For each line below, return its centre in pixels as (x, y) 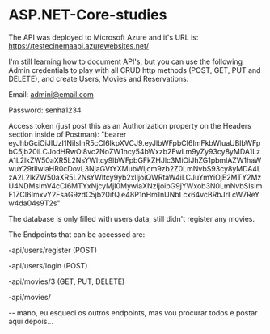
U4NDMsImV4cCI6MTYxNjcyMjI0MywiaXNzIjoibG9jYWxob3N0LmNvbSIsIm (135, 186)
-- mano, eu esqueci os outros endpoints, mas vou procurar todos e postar (133, 312)
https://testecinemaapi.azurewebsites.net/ (79, 45)
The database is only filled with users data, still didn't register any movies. (132, 218)
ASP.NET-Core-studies (88, 15)
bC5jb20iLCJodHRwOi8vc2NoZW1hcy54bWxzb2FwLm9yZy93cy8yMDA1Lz (135, 151)
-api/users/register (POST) (53, 250)
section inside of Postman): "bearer (67, 134)
